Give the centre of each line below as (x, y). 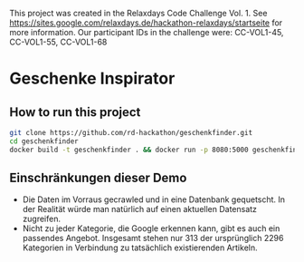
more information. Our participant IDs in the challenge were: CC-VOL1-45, (147, 32)
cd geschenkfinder (44, 141)
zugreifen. (42, 219)
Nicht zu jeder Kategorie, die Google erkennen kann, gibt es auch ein (151, 228)
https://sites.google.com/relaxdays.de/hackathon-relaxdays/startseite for (146, 23)
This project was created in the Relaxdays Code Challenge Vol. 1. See (138, 13)
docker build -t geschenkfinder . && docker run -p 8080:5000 (129, 150)
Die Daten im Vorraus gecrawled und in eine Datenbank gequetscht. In (154, 199)
